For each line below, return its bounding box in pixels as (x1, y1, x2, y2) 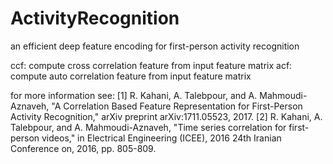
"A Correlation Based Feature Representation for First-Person (51, 100, 303, 112)
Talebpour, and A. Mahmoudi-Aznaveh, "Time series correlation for (10, 121, 287, 133)
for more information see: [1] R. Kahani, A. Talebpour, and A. (10, 89, 258, 101)
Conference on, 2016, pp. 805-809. (10, 142, 157, 154)
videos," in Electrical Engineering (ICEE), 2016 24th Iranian (41, 132, 282, 144)
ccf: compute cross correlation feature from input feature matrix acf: (10, 59, 293, 71)
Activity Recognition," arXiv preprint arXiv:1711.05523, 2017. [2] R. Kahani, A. (10, 110, 323, 122)
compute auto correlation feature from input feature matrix (10, 70, 252, 82)
